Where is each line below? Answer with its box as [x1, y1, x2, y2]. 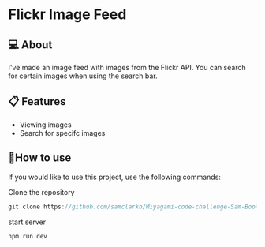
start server [8, 217, 46, 226]
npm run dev [8, 232, 47, 240]
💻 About [8, 38, 53, 51]
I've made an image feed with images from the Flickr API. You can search [8, 63, 246, 72]
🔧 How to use [8, 152, 72, 165]
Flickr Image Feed [8, 6, 127, 24]
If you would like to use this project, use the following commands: [8, 172, 221, 182]
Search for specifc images [19, 128, 106, 137]
